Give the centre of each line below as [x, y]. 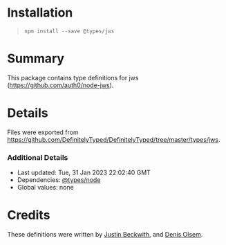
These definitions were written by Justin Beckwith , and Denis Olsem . [105, 235]
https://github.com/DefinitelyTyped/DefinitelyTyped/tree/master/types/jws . [114, 139]
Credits [29, 215]
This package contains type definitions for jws [73, 78]
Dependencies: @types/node [59, 180]
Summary [36, 58]
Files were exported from [43, 132]
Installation [40, 13]
